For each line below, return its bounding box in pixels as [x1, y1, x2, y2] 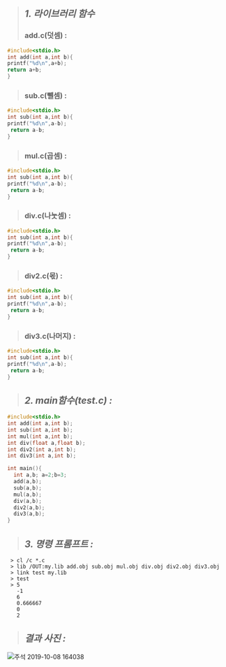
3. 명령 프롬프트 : [24, 538, 94, 550]
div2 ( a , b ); [13, 504, 45, 511]
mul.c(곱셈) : [24, 151, 68, 161]
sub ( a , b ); [13, 484, 42, 492]
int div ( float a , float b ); [7, 439, 86, 446]
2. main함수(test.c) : [24, 395, 113, 406]
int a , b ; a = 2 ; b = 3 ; [13, 471, 68, 478]
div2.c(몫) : [24, 271, 63, 281]
